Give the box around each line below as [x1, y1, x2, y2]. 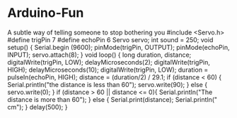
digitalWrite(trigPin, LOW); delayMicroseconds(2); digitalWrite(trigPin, [7, 58, 211, 66]
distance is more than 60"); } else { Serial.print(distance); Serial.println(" [7, 95, 218, 103]
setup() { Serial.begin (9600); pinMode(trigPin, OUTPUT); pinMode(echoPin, [7, 43, 230, 51]
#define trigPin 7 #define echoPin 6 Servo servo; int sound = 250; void [7, 35, 214, 44]
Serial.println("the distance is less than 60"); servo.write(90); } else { [7, 80, 207, 88]
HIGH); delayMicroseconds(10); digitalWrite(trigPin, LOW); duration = [7, 65, 209, 74]
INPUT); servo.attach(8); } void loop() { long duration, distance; [7, 51, 192, 59]
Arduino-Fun [7, 5, 84, 21]
